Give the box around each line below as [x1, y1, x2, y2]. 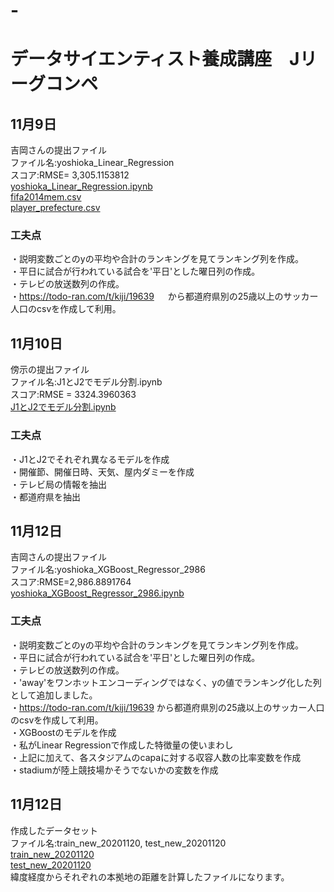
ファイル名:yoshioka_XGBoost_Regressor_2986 [10, 564, 206, 576]
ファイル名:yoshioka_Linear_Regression [10, 157, 175, 169]
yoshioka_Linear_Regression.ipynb [10, 180, 153, 193]
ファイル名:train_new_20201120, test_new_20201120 [10, 837, 227, 849]
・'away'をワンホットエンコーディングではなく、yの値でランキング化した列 [10, 676, 322, 688]
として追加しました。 [10, 689, 98, 701]
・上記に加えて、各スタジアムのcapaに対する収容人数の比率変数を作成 [10, 751, 302, 763]
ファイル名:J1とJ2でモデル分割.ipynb [10, 376, 163, 388]
